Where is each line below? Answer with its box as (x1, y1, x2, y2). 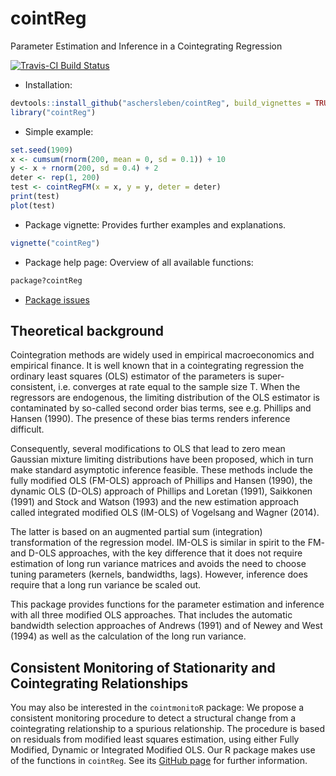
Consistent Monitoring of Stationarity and (10, 659, 276, 676)
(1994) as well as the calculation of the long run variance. (10, 630, 247, 642)
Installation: (24, 78, 73, 91)
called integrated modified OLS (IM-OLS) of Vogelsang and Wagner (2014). (10, 507, 320, 519)
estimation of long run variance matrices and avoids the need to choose (10, 558, 307, 570)
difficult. (10, 423, 45, 436)
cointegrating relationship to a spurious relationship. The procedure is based (10, 723, 326, 735)
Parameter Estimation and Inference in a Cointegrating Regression (10, 40, 283, 52)
